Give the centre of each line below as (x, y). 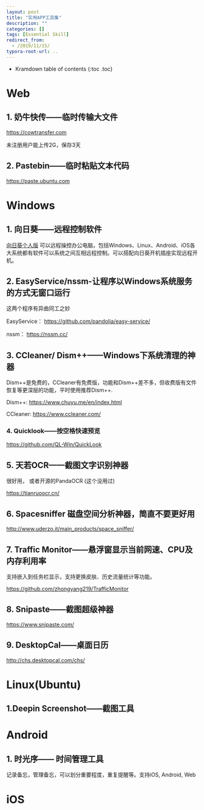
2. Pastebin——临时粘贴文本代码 (68, 166)
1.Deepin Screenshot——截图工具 (70, 709)
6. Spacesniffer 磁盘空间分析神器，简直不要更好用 (101, 514)
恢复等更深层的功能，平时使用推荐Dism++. (59, 390)
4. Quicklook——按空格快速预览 (53, 431)
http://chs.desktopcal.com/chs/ (46, 660)
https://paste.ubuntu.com (38, 181)
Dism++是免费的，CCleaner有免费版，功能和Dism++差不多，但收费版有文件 (102, 382)
